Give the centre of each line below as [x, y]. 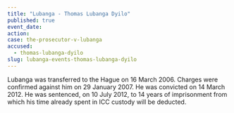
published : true [31, 20]
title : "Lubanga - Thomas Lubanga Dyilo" [69, 14]
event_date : [25, 27]
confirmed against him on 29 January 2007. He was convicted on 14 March [116, 87]
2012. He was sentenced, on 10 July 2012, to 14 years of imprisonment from [117, 94]
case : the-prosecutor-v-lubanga [55, 40]
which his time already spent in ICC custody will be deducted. [97, 102]
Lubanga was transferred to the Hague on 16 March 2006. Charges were [113, 79]
